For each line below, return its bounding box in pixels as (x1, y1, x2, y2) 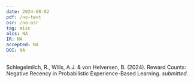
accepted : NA (6, 42, 39, 48)
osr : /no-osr (6, 20, 39, 25)
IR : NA (6, 36, 23, 42)
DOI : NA (6, 47, 26, 53)
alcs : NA (6, 31, 28, 37)
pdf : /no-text (6, 14, 42, 20)
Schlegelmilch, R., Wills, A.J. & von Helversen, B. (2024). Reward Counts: (6, 63, 187, 71)
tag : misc (6, 25, 31, 31)
